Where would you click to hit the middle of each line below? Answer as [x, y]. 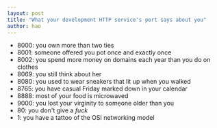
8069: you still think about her [59, 74]
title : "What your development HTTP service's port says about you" [107, 20]
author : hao [24, 26]
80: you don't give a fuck [52, 110]
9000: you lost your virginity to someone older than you [95, 103]
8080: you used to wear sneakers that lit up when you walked [104, 82]
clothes [27, 67]
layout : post [26, 13]
